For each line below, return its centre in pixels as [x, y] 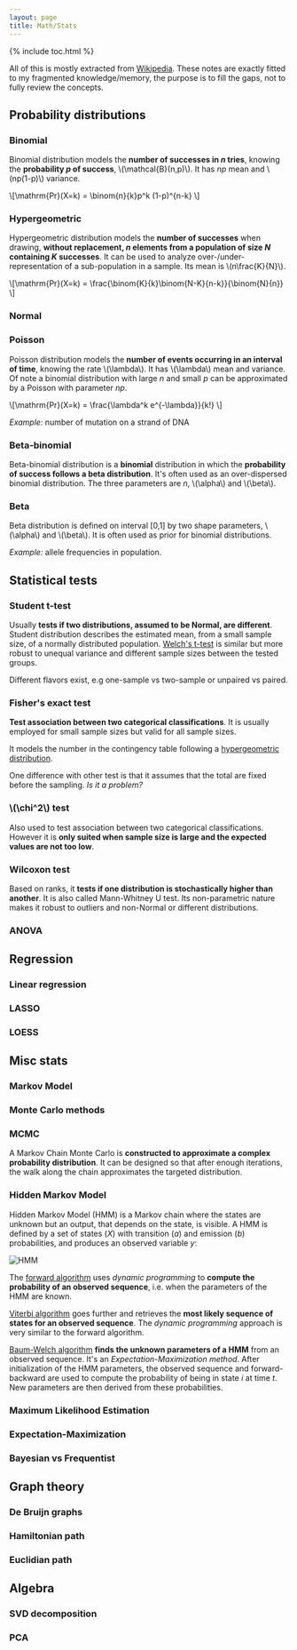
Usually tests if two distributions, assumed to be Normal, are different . [141, 625]
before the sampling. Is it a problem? [76, 785]
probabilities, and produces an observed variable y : [103, 1243]
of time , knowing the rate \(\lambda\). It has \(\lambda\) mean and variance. [148, 369]
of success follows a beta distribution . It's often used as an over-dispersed [148, 474]
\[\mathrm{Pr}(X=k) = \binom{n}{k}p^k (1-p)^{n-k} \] [105, 195]
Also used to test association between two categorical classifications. [137, 827]
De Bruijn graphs [46, 1511]
